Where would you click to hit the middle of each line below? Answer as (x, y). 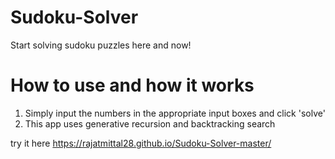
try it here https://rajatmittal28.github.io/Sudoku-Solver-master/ (141, 143)
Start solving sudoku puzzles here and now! (101, 45)
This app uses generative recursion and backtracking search (150, 123)
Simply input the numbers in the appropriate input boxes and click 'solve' (175, 113)
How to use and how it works (132, 85)
